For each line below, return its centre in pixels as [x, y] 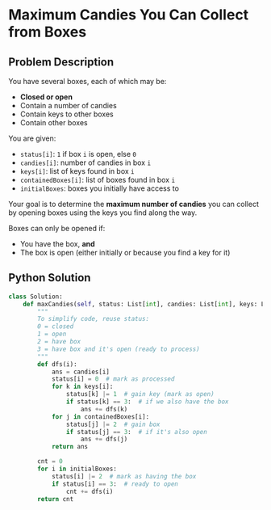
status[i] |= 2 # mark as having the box [124, 476]
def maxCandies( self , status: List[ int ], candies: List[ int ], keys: [140, 304]
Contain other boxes [54, 122]
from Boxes [48, 32]
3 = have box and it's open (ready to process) [119, 349]
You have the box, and [57, 244]
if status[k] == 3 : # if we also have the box [147, 402]
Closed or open [46, 97]
